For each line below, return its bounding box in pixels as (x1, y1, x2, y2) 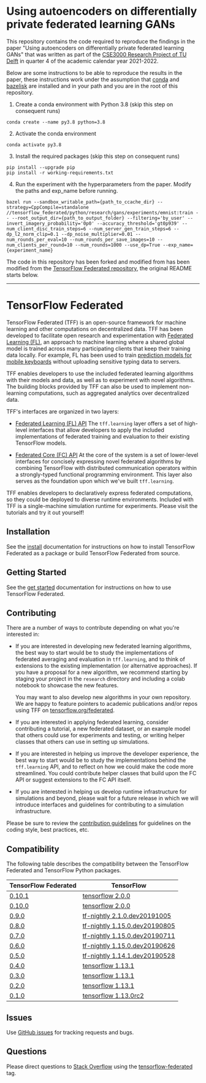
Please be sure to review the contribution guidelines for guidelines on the (6, 819, 191, 827)
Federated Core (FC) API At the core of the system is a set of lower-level (15, 451, 199, 458)
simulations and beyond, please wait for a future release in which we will (15, 794, 199, 802)
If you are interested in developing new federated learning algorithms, (15, 643, 192, 650)
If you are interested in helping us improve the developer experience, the (15, 750, 199, 757)
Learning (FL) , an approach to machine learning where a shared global (6, 338, 185, 345)
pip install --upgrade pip (6, 164, 75, 170)
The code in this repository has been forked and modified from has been (6, 258, 190, 265)
